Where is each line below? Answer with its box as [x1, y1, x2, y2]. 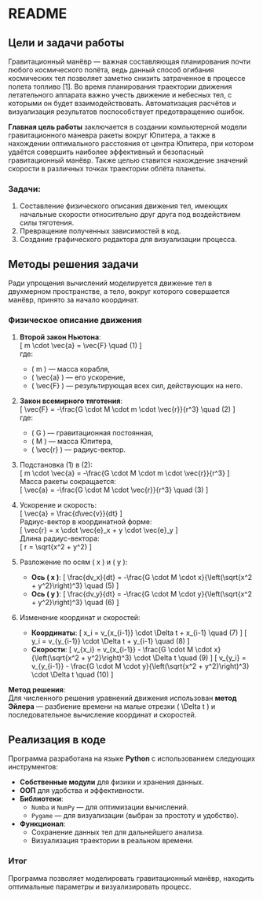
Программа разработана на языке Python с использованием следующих [8, 754, 256, 763]
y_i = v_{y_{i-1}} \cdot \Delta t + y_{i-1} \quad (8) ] [31, 637, 190, 646]
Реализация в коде [8, 732, 106, 747]
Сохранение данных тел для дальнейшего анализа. [31, 827, 204, 837]
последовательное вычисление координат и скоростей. [8, 710, 197, 720]
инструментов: [8, 762, 59, 772]
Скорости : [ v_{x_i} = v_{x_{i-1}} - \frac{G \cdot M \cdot [31, 645, 213, 655]
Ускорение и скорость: [19, 501, 97, 510]
